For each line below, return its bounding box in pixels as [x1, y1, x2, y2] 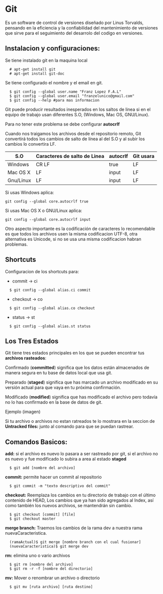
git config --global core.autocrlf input [5, 217, 91, 222]
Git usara [133, 153, 155, 159]
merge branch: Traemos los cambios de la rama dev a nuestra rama [5, 525, 143, 531]
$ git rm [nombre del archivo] [9, 562, 73, 567]
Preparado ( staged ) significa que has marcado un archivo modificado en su [5, 379, 158, 386]
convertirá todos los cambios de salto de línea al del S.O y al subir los [5, 136, 145, 142]
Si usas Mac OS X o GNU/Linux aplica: [5, 207, 82, 213]
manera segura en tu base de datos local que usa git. [5, 370, 113, 376]
